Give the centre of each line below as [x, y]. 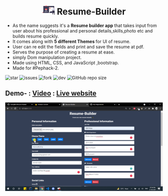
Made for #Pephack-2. [35, 68]
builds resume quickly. [35, 36]
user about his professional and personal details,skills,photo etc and [82, 30]
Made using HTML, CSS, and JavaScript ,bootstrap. [65, 62]
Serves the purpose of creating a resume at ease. [63, 52]
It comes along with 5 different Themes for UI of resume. [71, 41]
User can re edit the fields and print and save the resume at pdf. [78, 46]
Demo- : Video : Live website [51, 93]
